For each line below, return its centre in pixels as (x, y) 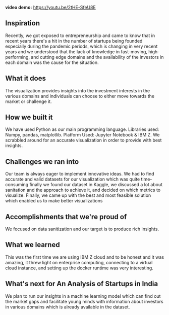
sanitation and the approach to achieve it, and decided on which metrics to (83, 190)
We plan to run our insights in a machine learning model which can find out (83, 296)
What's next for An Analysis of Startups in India (81, 284)
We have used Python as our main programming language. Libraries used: (82, 129)
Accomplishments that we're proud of (66, 217)
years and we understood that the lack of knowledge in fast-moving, (76, 51)
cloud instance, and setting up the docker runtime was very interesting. (79, 268)
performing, (18, 57)
